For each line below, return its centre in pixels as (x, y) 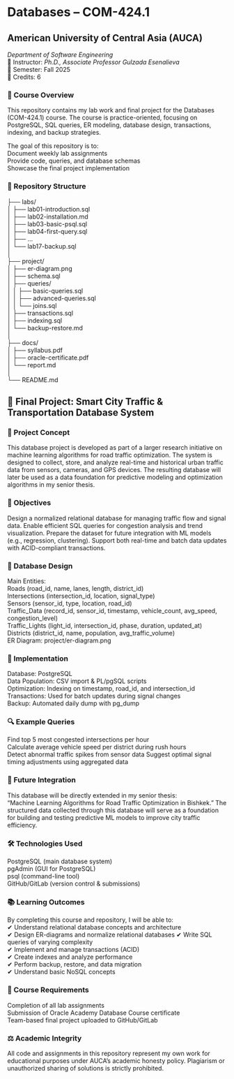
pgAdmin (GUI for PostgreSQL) (52, 869)
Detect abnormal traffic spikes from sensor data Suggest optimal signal (109, 754)
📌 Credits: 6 (24, 77)
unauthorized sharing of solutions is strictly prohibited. (86, 1068)
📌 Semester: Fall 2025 (39, 69)
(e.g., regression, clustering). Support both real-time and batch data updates (117, 540)
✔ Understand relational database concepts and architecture (94, 927)
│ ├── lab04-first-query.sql (47, 231)
